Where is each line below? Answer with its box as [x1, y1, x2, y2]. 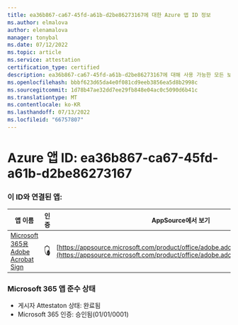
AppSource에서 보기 [151, 216, 210, 224]
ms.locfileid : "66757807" [7, 116, 84, 123]
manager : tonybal [7, 34, 59, 41]
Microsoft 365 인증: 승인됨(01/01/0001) [17, 309, 129, 319]
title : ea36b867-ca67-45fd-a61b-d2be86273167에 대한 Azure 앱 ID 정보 [7, 11, 211, 18]
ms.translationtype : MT [7, 94, 78, 101]
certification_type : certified [7, 64, 100, 71]
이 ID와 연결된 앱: [7, 192, 62, 202]
